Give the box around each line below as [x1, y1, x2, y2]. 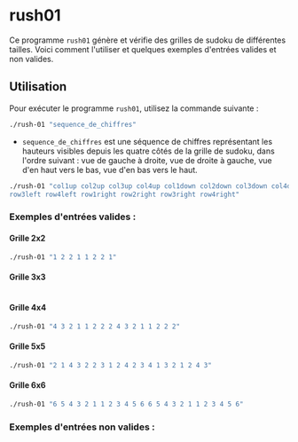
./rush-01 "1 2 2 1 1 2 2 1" [9, 252, 117, 262]
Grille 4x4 [9, 303, 47, 313]
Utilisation [9, 79, 67, 94]
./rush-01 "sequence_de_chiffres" [9, 120, 137, 129]
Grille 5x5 [9, 341, 46, 351]
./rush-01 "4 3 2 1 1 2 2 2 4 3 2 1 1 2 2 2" [9, 321, 180, 331]
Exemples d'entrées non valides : [9, 421, 155, 433]
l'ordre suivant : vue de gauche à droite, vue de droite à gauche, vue [21, 154, 272, 165]
